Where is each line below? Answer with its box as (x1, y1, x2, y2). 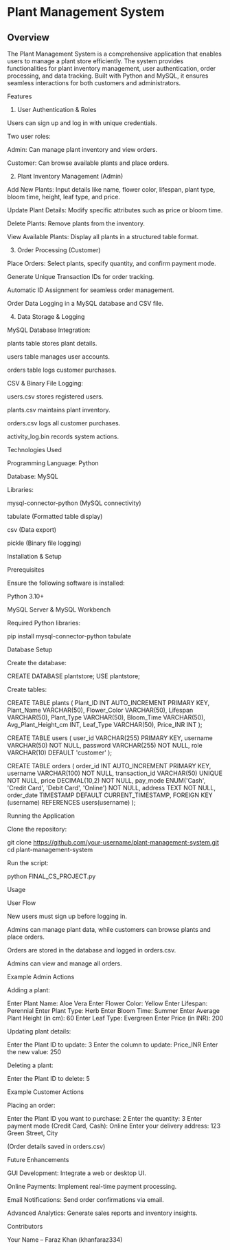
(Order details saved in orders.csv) (7, 1142, 106, 1150)
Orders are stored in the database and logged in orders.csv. (7, 946, 176, 954)
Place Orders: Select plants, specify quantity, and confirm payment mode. (7, 259, 216, 267)
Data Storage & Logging (16, 313, 85, 320)
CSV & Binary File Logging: (7, 379, 84, 387)
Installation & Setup (7, 553, 62, 560)
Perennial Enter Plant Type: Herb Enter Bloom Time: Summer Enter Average (7, 1007, 220, 1014)
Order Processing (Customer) (16, 246, 101, 254)
